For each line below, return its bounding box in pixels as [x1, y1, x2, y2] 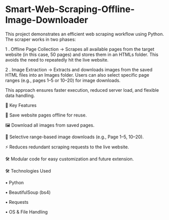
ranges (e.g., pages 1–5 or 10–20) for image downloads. [5, 77, 121, 83]
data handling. [5, 92, 35, 98]
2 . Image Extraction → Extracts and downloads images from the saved [5, 67, 153, 73]
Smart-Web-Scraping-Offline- [5, 4, 135, 15]
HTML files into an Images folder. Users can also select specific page [5, 72, 150, 78]
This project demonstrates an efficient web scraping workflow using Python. [5, 31, 164, 37]
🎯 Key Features [5, 102, 37, 108]
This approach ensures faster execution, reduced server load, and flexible [5, 87, 159, 93]
